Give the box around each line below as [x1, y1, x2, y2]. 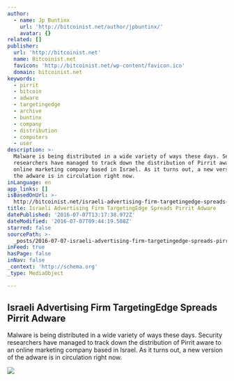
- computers [13, 133, 49, 140]
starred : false [7, 224, 52, 231]
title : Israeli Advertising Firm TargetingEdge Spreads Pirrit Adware [7, 205, 217, 212]
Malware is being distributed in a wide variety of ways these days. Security [7, 331, 223, 339]
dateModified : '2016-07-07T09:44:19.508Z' [7, 218, 132, 225]
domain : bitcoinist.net [13, 68, 82, 75]
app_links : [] [7, 186, 49, 193]
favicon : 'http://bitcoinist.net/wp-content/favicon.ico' [13, 62, 186, 69]
